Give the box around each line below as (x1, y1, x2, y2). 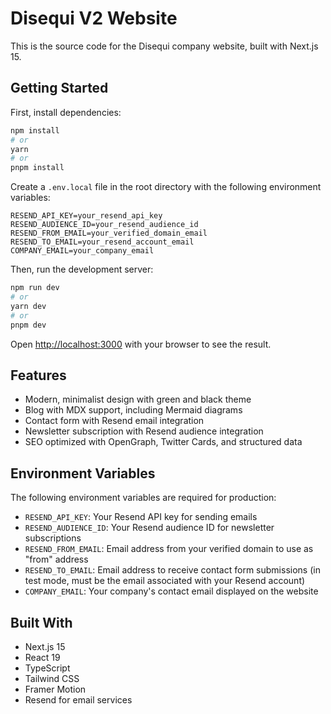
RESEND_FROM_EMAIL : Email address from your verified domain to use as (24, 543, 314, 555)
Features (10, 367, 67, 384)
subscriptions (24, 532, 82, 544)
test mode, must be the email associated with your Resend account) (24, 575, 306, 587)
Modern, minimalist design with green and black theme (24, 393, 252, 406)
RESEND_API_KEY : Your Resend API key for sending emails (24, 511, 258, 523)
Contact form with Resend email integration (24, 415, 205, 427)
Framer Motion (24, 683, 87, 695)
